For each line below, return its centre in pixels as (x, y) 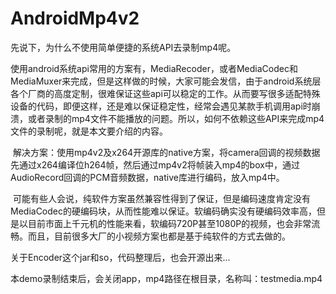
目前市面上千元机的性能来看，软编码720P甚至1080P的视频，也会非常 (169, 223)
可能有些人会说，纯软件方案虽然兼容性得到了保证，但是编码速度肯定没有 (161, 198)
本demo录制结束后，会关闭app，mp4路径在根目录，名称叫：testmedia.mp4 (166, 278)
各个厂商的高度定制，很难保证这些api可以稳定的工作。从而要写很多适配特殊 (165, 93)
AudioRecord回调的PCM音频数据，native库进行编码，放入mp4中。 (147, 177)
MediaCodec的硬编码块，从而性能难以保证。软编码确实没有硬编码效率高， (163, 211)
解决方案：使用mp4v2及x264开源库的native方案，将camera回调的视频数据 (166, 152)
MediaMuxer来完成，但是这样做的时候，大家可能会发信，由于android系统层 (166, 81)
